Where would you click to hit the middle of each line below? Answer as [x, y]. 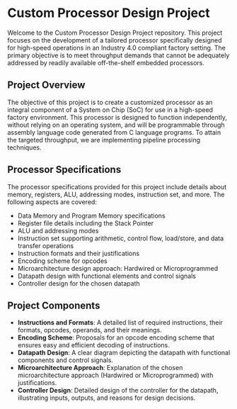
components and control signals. [65, 360]
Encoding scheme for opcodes [62, 261]
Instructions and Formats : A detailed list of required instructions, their [120, 323]
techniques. [24, 147]
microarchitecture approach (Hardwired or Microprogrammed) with [115, 375]
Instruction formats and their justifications [79, 253]
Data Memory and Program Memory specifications [91, 215]
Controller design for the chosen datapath [79, 283]
